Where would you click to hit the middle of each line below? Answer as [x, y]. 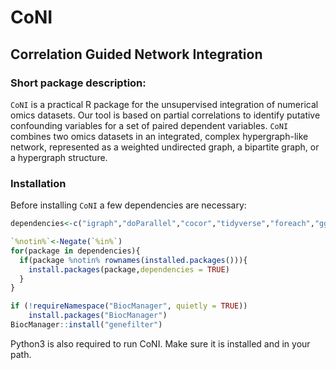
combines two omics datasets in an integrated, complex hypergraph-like [159, 136]
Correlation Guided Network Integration [136, 54]
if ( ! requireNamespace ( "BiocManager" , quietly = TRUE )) [129, 306]
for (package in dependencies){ [75, 251]
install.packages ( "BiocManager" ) [98, 316]
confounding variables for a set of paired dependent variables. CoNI [149, 125]
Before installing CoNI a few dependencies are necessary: [128, 205]
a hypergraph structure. [59, 157]
